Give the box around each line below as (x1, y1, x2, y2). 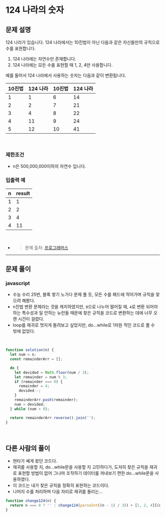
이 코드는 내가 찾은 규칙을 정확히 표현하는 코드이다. (12, 483, 110, 489)
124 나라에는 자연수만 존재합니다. (12, 56, 76, 62)
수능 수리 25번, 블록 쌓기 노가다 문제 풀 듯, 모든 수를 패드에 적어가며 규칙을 (12, 292, 155, 298)
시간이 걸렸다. (18, 316, 45, 322)
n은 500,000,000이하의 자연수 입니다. (12, 164, 86, 169)
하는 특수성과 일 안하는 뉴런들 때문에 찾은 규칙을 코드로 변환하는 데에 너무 (12, 310, 153, 316)
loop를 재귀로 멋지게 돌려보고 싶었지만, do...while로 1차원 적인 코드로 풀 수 (12, 322, 155, 328)
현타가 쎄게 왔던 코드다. (12, 458, 58, 464)
